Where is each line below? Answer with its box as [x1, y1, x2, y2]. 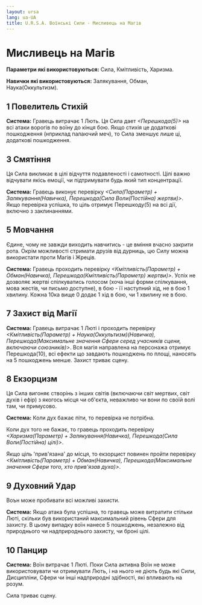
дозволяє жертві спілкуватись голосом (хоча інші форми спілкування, [6, 278, 188, 285]
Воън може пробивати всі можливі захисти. [6, 497, 119, 504]
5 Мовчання [6, 225, 54, 235]
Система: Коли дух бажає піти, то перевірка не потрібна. [6, 414, 155, 422]
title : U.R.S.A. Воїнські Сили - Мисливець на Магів [6, 20, 142, 26]
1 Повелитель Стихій [6, 101, 89, 111]
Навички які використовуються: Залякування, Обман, [6, 78, 149, 85]
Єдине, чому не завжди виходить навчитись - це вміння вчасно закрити [6, 240, 194, 248]
